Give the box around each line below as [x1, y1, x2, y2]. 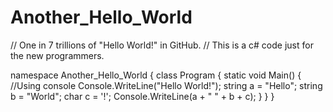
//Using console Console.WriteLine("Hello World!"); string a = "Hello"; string [10, 79, 323, 91]
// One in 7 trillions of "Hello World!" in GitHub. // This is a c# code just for [10, 39, 314, 51]
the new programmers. [10, 49, 105, 61]
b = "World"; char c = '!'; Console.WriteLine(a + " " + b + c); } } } [10, 90, 275, 102]
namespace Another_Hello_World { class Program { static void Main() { [10, 69, 302, 81]
